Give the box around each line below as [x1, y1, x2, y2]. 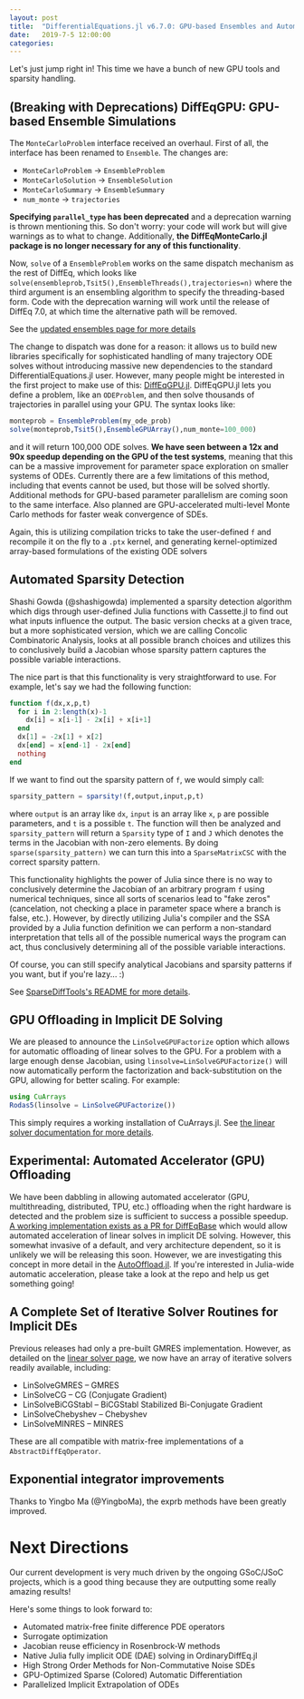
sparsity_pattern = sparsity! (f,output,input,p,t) [9, 791, 204, 801]
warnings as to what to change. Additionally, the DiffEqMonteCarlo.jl [9, 230, 268, 241]
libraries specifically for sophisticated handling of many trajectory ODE [9, 351, 273, 362]
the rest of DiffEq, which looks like [9, 268, 138, 278]
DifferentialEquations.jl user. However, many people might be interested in [9, 370, 285, 381]
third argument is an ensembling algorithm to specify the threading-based [9, 287, 285, 298]
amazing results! [9, 1587, 71, 1597]
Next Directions [9, 1537, 129, 1557]
